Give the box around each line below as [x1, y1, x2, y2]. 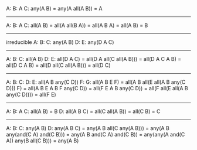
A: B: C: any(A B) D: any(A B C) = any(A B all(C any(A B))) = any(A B [6, 125, 170, 131]
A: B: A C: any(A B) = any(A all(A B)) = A [6, 5, 103, 12]
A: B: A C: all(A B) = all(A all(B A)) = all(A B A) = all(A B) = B [6, 22, 148, 29]
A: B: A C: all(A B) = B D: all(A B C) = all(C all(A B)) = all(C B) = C [6, 108, 161, 115]
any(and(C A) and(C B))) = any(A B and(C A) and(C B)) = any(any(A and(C [6, 131, 185, 138]
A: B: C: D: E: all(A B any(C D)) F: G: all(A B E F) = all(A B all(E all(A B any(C [6, 79, 186, 86]
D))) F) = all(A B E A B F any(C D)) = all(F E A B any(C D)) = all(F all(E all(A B [6, 85, 189, 91]
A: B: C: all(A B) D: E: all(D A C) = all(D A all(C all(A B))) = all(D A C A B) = [6, 56, 182, 62]
